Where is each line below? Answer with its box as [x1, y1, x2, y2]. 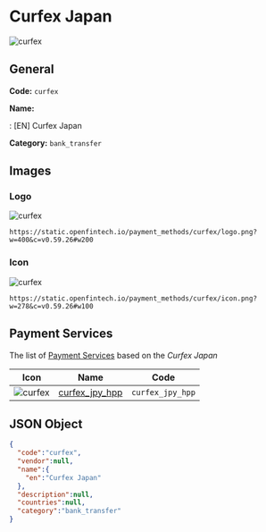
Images [9, 164, 52, 179]
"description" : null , [17, 490, 94, 499]
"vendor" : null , [17, 457, 74, 466]
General [9, 62, 55, 77]
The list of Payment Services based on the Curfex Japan [9, 350, 219, 360]
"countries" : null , [17, 498, 87, 507]
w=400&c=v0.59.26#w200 [9, 235, 94, 245]
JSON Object [9, 416, 83, 431]
